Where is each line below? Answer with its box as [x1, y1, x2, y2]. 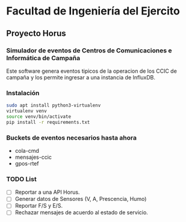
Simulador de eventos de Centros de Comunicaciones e [6, 46, 172, 55]
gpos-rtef [14, 159, 39, 167]
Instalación [6, 88, 40, 97]
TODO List [6, 174, 37, 183]
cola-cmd [14, 147, 39, 154]
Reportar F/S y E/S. [14, 202, 63, 209]
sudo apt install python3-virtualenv [6, 102, 101, 109]
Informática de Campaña [6, 54, 80, 62]
